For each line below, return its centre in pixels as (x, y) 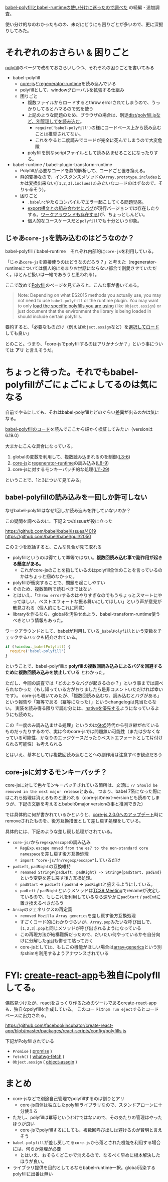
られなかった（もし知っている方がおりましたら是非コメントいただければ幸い (84, 689)
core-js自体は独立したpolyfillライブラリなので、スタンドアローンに (89, 1105)
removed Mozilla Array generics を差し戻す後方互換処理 (78, 915)
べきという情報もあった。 (39, 620)
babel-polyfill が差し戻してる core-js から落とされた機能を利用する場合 (87, 1142)
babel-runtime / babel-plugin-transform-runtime (62, 164)
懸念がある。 (30, 563)
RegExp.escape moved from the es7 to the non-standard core (84, 848)
